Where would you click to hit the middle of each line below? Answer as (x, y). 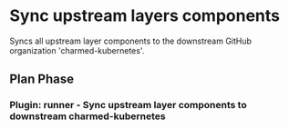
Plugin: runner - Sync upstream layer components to (129, 105)
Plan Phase (42, 79)
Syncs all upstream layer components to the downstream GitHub (131, 41)
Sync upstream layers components (145, 16)
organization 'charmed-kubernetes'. (77, 50)
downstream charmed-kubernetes (88, 116)
